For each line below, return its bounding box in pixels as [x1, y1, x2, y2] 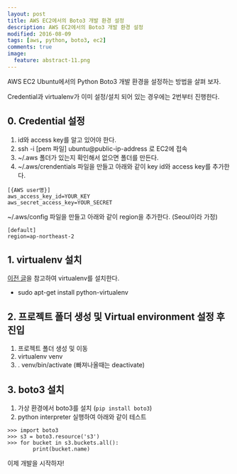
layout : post [7, 10, 46, 18]
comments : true [7, 43, 53, 51]
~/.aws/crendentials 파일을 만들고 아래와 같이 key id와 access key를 [17, 162, 211, 171]
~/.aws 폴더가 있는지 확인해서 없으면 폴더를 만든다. [17, 153, 159, 162]
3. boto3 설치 [7, 384, 65, 396]
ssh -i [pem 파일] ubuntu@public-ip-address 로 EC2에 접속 [17, 144, 188, 153]
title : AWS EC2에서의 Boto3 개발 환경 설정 [7, 17, 125, 24]
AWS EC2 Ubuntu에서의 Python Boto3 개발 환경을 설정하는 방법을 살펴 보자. [7, 77, 221, 85]
